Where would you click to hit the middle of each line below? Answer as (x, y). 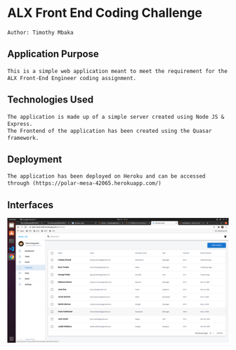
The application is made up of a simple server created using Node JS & (116, 117)
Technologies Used (50, 100)
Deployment (35, 159)
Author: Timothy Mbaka (40, 32)
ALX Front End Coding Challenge (105, 13)
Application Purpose (53, 54)
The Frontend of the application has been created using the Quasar (110, 131)
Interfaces (31, 205)
